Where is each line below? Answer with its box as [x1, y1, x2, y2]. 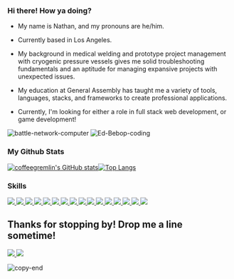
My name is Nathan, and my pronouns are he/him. [17, 22, 165, 31]
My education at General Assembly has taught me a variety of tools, [17, 86, 218, 95]
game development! [17, 115, 77, 123]
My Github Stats [7, 147, 65, 157]
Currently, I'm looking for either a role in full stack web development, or [17, 108, 227, 116]
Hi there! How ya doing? [7, 6, 92, 16]
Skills [7, 181, 27, 191]
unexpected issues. [17, 72, 75, 81]
